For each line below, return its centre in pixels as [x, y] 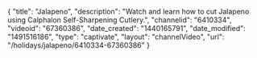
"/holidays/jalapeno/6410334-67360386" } [79, 45]
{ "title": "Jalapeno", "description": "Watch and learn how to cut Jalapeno [128, 12]
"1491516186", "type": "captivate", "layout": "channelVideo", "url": [116, 37]
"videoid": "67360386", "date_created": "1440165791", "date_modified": [127, 28]
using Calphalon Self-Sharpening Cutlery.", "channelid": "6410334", [120, 20]
